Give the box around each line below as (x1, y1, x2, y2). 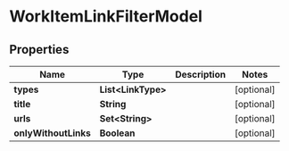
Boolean (99, 127, 136, 139)
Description (175, 69, 226, 80)
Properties (9, 42, 70, 57)
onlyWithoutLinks (13, 127, 91, 139)
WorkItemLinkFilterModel (9, 6, 203, 27)
